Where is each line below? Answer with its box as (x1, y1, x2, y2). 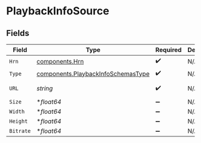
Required (155, 46, 182, 54)
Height (9, 118, 28, 124)
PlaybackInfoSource (6, 4, 109, 18)
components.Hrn (36, 57, 84, 65)
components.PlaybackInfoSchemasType (36, 69, 150, 78)
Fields (6, 28, 30, 38)
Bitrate (9, 127, 31, 134)
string (36, 84, 53, 92)
